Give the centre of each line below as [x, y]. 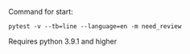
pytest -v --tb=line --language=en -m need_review [95, 27]
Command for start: [41, 12]
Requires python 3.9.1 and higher [63, 41]
